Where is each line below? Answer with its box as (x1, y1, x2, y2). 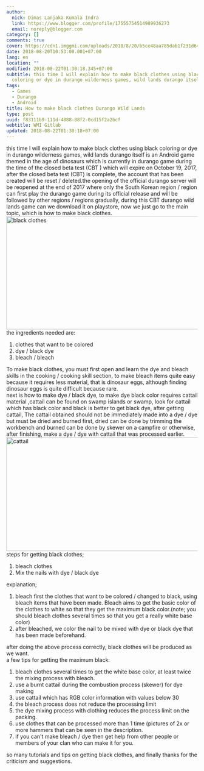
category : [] (6, 32, 39, 38)
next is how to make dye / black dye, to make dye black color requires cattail (6, 391, 198, 399)
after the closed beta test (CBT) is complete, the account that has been (6, 171, 184, 177)
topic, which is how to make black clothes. (6, 210, 112, 216)
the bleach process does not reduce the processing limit (15, 700, 157, 708)
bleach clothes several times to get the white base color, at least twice (15, 668, 191, 675)
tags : (6, 83, 20, 89)
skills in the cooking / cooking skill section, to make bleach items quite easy (6, 372, 195, 379)
